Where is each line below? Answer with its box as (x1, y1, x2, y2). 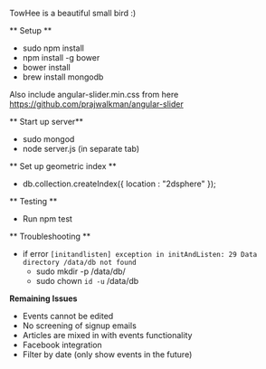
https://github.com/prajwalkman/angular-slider (9, 99, 184, 109)
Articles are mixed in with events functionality (22, 330, 193, 340)
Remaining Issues (9, 293, 78, 304)
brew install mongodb (22, 71, 104, 82)
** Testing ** (9, 196, 58, 206)
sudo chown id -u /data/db (35, 276, 139, 286)
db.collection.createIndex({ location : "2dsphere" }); (22, 178, 216, 189)
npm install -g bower (22, 52, 100, 62)
